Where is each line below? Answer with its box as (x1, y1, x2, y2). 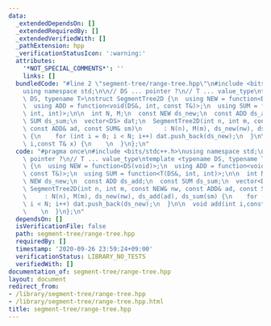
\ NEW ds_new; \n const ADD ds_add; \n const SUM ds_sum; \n (23, 177, 229, 186)
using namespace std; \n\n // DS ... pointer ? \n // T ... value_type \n (23, 87, 262, 95)
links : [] (23, 72, 56, 80)
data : (8, 11, 27, 20)
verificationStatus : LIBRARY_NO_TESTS (15, 252, 147, 260)
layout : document (8, 275, 67, 283)
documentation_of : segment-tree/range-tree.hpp (8, 268, 172, 276)
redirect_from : (8, 282, 60, 291)
